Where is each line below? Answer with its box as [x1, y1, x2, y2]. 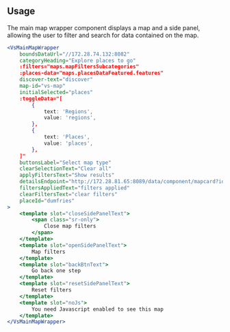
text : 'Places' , [43, 134, 90, 141]
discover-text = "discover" [19, 76, 94, 83]
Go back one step [31, 268, 81, 274]
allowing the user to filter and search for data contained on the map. [7, 31, 199, 39]
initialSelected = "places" [19, 88, 94, 95]
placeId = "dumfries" [19, 197, 75, 204]
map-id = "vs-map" [19, 82, 66, 90]
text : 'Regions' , [43, 108, 94, 115]
